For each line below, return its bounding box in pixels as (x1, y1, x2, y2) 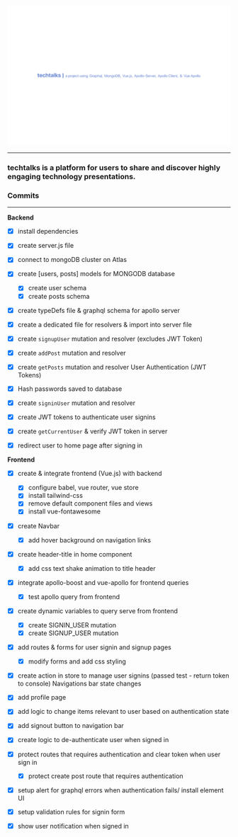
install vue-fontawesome (28, 507, 101, 516)
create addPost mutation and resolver (17, 348, 126, 357)
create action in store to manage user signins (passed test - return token (17, 671, 229, 680)
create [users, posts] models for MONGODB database (17, 270, 176, 278)
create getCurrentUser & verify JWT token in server (17, 427, 168, 435)
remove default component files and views (28, 499, 153, 508)
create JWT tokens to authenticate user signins (17, 413, 156, 421)
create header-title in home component (17, 550, 132, 558)
